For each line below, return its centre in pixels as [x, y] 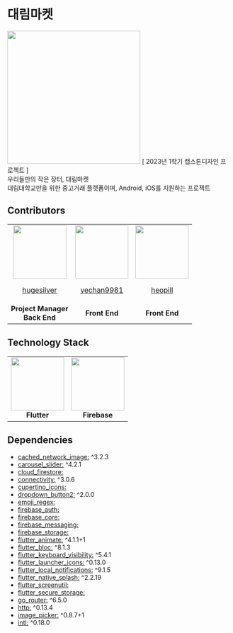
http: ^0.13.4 [35, 607]
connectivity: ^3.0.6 [46, 480]
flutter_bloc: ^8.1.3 [44, 547]
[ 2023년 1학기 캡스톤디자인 [180, 161]
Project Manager [40, 308]
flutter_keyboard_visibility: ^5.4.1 [64, 555]
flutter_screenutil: [43, 585]
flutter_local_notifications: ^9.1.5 [64, 570]
